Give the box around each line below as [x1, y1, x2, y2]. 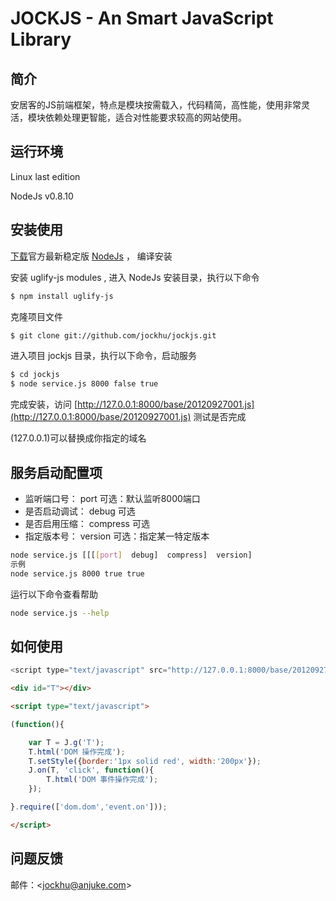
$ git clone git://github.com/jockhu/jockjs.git [10, 330, 217, 341]
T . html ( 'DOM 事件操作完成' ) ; [46, 775, 159, 785]
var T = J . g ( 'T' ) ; [28, 737, 105, 747]
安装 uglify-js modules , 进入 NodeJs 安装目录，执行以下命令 [10, 271, 260, 283]
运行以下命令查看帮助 [10, 588, 98, 600]
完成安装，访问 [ [10, 398, 78, 411]
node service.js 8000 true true [10, 568, 145, 579]
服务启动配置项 [10, 464, 103, 481]
